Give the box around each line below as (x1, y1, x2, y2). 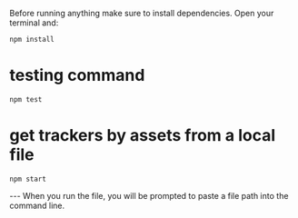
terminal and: (9, 17, 59, 28)
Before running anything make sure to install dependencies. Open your (9, 8, 274, 18)
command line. (9, 200, 65, 211)
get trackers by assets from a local (9, 125, 276, 146)
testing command (9, 65, 145, 85)
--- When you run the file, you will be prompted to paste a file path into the (9, 190, 289, 201)
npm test (9, 94, 43, 104)
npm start (9, 174, 47, 183)
